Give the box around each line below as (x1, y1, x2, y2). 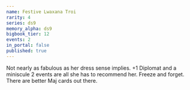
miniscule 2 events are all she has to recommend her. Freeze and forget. (6, 70, 185, 78)
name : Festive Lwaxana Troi (6, 8, 77, 15)
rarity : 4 (6, 14, 31, 20)
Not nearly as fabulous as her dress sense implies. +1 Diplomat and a (6, 64, 177, 71)
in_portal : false (6, 43, 50, 49)
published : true (6, 48, 47, 54)
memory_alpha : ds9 (6, 25, 52, 32)
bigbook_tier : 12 (6, 31, 50, 37)
